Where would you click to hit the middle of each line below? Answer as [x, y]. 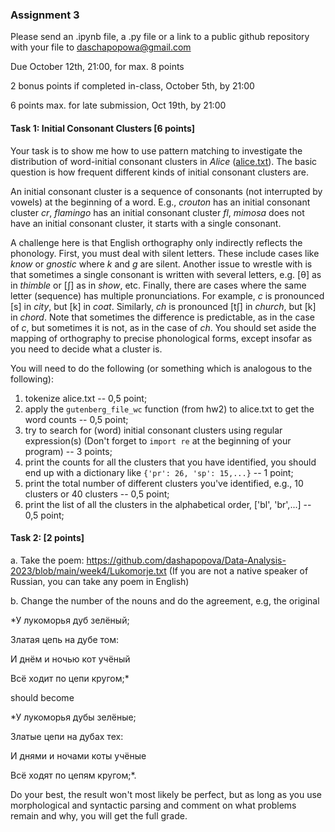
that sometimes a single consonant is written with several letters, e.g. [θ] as [166, 274]
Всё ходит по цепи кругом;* [70, 678]
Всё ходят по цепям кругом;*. [73, 775]
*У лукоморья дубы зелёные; [73, 717]
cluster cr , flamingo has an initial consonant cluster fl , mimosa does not [157, 212]
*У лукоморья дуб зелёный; [70, 620]
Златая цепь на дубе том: [65, 639]
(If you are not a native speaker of [238, 570]
